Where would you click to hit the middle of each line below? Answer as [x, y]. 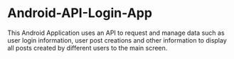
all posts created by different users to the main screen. [87, 48]
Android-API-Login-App [80, 13]
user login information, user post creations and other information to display [117, 40]
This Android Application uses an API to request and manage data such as [116, 33]
